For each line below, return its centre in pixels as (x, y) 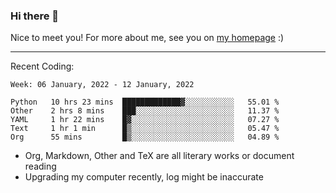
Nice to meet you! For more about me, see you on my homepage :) (147, 38)
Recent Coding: (42, 66)
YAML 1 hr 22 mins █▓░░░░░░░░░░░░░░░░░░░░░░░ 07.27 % (145, 120)
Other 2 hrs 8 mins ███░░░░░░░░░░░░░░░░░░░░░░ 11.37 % (145, 111)
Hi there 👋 (35, 16)
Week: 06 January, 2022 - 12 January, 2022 (102, 85)
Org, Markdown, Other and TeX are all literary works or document (159, 156)
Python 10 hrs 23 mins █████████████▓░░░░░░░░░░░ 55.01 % (145, 102)
